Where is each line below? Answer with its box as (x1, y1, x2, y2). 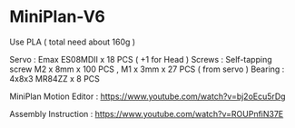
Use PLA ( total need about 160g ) (9, 36, 136, 47)
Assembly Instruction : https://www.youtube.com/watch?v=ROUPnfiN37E (9, 108, 284, 119)
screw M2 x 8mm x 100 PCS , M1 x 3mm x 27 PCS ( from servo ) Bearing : (9, 64, 285, 74)
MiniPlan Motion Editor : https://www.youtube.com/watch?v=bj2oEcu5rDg (9, 91, 286, 102)
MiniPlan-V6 (9, 6, 106, 27)
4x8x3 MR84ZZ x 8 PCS (9, 73, 100, 84)
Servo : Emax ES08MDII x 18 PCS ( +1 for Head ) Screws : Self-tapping (9, 54, 272, 64)
